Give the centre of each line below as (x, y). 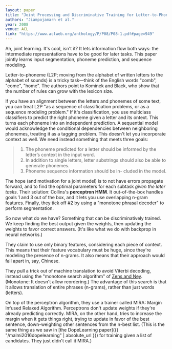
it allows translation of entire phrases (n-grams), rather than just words (80, 287)
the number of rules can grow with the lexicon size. (59, 91)
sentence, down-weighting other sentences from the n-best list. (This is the (85, 324)
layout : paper (20, 10)
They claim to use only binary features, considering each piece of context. (84, 245)
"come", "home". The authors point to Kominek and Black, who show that (82, 86)
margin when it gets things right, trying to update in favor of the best (77, 319)
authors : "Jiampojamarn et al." (40, 20)
